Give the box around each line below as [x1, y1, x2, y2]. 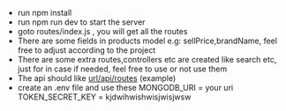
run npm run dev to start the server [17, 17, 146, 27]
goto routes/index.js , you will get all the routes [17, 26, 188, 36]
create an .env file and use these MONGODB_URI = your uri [17, 83, 234, 92]
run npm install [17, 8, 72, 18]
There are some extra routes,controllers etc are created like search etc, [17, 55, 277, 64]
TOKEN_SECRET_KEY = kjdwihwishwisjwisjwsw [17, 92, 192, 102]
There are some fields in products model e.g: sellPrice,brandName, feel [17, 35, 278, 46]
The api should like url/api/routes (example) [17, 73, 177, 83]
